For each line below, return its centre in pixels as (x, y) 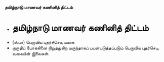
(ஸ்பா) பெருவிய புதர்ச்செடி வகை (43, 42)
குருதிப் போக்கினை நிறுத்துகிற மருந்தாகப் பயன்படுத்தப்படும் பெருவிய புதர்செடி (85, 48)
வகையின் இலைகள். (31, 53)
